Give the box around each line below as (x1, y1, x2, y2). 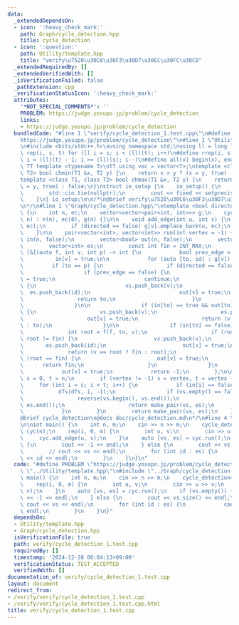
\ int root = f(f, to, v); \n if (20, 329, 218, 336)
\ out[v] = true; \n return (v (20, 315, 231, 323)
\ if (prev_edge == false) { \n (20, 269, 171, 276)
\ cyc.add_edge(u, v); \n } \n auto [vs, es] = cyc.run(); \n (20, 434, 231, 442)
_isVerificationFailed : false (14, 76, 103, 84)
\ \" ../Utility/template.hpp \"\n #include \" (20, 468, 154, 475)
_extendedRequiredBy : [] (14, 63, 87, 71)
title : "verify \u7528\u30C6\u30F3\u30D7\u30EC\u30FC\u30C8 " (20, 57, 202, 64)
